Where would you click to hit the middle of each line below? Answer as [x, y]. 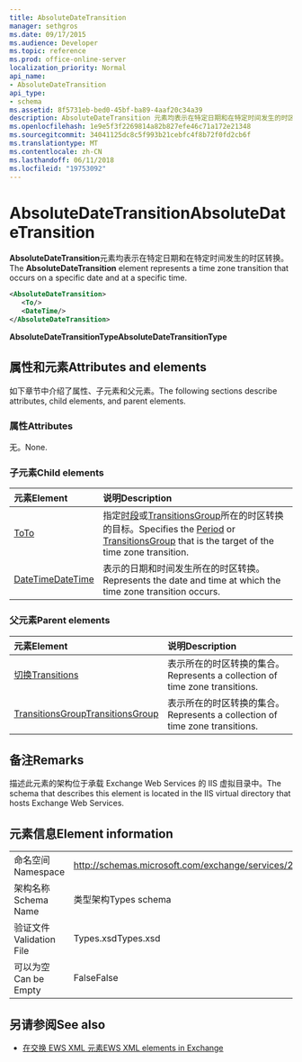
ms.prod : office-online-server [68, 59]
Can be [29, 979]
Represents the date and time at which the [192, 580]
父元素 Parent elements [60, 621]
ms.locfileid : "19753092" [58, 168]
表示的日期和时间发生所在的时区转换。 [184, 568]
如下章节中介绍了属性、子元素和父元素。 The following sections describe [143, 390]
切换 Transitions [46, 675]
